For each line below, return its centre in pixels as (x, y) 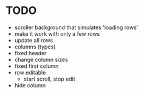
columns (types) (35, 47)
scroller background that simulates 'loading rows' (76, 27)
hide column (30, 85)
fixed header (30, 53)
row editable (30, 72)
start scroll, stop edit (49, 79)
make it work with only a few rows (57, 33)
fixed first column (36, 66)
